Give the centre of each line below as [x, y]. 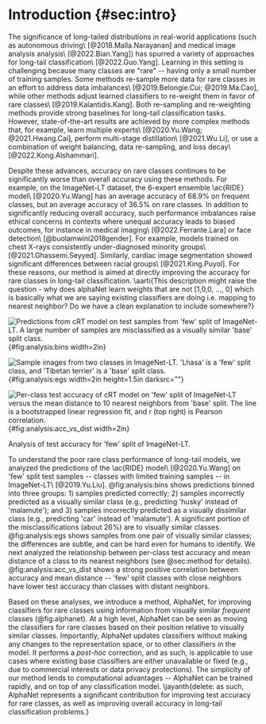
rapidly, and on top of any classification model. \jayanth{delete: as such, [126, 686]
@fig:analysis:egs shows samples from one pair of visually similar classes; [130, 535]
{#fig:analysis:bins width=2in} [58, 346]
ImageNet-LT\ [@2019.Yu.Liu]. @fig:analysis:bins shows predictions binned [131, 484]
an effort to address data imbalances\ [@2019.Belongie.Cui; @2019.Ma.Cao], [133, 87]
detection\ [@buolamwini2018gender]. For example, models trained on [123, 238]
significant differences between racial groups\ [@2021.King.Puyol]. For [124, 264]
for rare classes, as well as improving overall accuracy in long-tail [115, 703]
